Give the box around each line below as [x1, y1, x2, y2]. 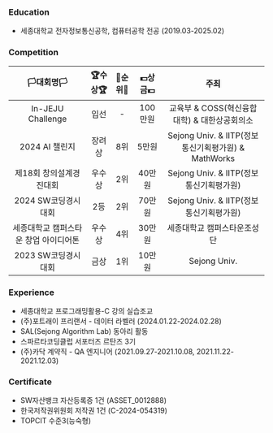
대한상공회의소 [200, 115, 253, 126]
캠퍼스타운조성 [206, 222, 260, 233]
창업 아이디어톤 [24, 234, 80, 245]
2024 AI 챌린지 [19, 141, 76, 152]
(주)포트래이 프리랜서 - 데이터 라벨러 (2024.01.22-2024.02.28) [19, 316, 222, 326]
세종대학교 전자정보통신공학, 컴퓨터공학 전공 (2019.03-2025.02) [19, 26, 225, 36]
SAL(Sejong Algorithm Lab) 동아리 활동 [19, 326, 149, 336]
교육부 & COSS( [169, 102, 227, 114]
